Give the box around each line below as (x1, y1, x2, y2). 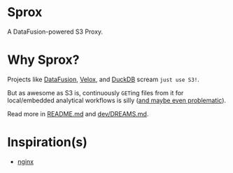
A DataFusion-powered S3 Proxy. (7, 27, 104, 36)
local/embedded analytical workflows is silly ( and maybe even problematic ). (7, 96, 226, 104)
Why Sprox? (7, 52, 80, 68)
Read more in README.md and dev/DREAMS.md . (7, 109, 149, 118)
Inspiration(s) (7, 134, 87, 151)
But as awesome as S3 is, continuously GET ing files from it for (7, 88, 184, 97)
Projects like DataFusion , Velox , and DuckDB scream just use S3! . (7, 75, 199, 83)
